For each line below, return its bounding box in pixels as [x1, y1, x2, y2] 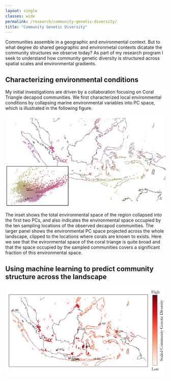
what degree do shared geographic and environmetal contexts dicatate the [5, 44, 162, 50]
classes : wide [5, 13, 36, 19]
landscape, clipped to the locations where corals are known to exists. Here [5, 233, 162, 239]
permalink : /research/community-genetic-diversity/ [5, 19, 117, 24]
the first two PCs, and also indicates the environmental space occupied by [5, 217, 161, 224]
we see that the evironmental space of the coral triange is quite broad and [5, 239, 160, 245]
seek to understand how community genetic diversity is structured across [5, 55, 160, 61]
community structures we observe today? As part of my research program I [5, 50, 164, 56]
